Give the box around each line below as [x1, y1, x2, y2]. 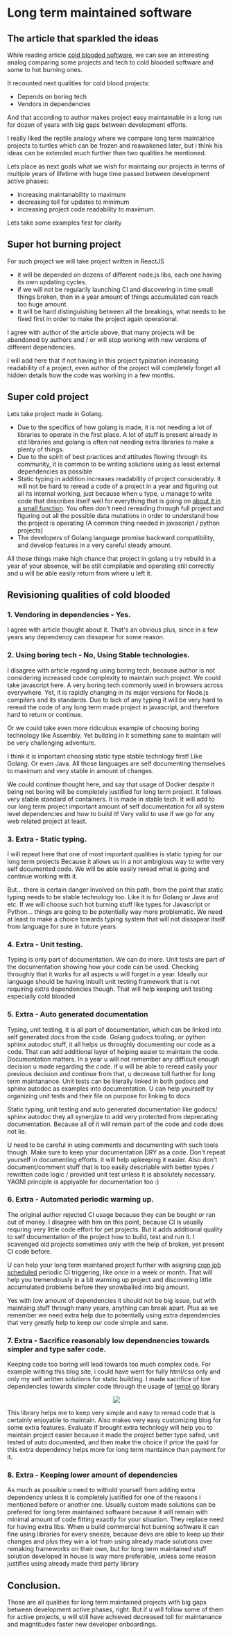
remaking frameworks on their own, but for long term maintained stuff [7, 1545, 207, 1553]
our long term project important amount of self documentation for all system [7, 802, 225, 811]
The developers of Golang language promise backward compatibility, [17, 533, 215, 542]
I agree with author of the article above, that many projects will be [7, 328, 196, 336]
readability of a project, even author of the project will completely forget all [7, 363, 221, 372]
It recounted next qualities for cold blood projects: [7, 79, 150, 87]
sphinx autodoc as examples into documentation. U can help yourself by [7, 1084, 214, 1093]
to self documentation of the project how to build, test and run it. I [7, 1232, 195, 1240]
